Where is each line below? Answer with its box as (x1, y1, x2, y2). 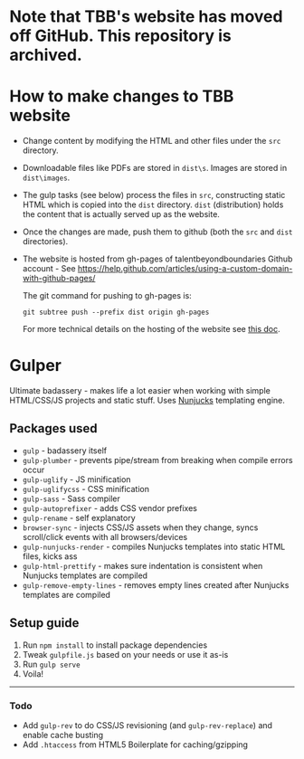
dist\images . (22, 172, 71, 183)
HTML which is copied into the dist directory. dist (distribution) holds (22, 199, 284, 210)
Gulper (9, 356, 62, 376)
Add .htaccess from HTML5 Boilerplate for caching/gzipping (22, 739, 249, 750)
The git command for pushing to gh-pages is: (22, 290, 192, 301)
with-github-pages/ (22, 273, 96, 284)
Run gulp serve (22, 659, 81, 669)
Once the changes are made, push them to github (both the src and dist (22, 226, 293, 237)
